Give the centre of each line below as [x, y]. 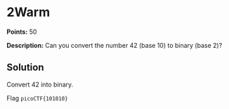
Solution [25, 68]
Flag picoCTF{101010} [37, 98]
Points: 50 [22, 32]
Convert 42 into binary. [40, 84]
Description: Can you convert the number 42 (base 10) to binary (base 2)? [115, 45]
